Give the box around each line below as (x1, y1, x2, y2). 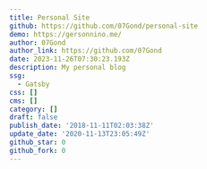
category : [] (9, 105, 58, 114)
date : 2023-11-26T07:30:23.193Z (9, 55, 130, 63)
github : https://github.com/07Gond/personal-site (9, 21, 199, 30)
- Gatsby (17, 80, 50, 89)
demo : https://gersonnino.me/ (9, 30, 123, 38)
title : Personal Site (9, 13, 91, 22)
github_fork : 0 (9, 146, 66, 155)
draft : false (9, 113, 58, 122)
